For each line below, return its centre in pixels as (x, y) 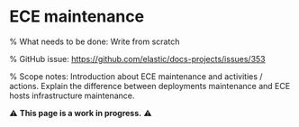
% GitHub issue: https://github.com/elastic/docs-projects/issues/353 (137, 59)
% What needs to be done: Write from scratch (95, 41)
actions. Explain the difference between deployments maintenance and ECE (150, 86)
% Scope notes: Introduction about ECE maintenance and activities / (136, 76)
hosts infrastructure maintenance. (72, 95)
